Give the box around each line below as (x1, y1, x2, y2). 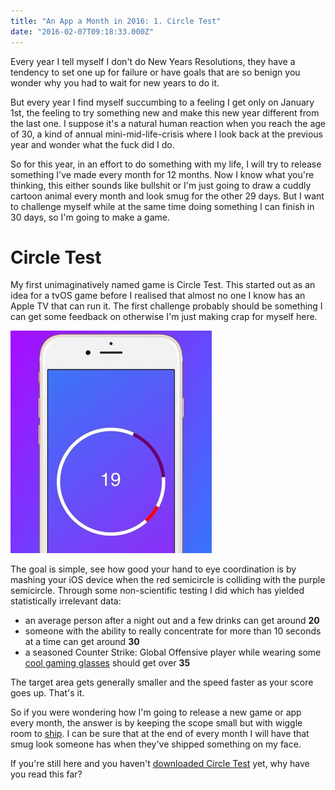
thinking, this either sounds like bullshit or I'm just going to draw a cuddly (10, 179, 312, 191)
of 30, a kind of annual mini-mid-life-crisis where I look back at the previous (10, 128, 324, 140)
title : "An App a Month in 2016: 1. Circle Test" (10, 16, 222, 26)
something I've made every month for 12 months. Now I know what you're (10, 168, 315, 180)
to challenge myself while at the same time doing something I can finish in (10, 200, 315, 212)
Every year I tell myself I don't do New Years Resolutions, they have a (10, 55, 296, 67)
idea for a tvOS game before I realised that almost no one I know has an (10, 290, 306, 302)
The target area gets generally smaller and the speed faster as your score (10, 676, 314, 689)
